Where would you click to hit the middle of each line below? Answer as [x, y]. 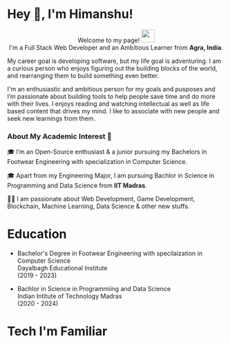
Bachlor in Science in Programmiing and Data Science [94, 289]
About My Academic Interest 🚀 [59, 136]
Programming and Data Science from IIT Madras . [77, 185]
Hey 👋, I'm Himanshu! [70, 14]
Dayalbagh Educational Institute [62, 268]
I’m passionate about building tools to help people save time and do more [111, 96]
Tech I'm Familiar [57, 332]
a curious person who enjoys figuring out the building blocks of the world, [112, 68]
